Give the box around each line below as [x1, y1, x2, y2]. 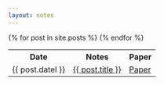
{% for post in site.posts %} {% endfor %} [8, 33, 144, 42]
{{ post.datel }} [12, 64, 66, 75]
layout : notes [8, 11, 55, 19]
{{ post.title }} [73, 64, 122, 75]
